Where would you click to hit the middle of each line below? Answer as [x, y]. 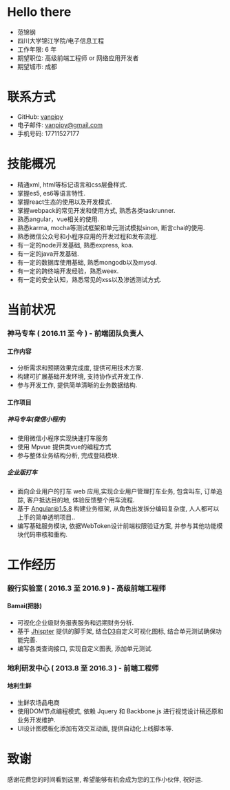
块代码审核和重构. [42, 534]
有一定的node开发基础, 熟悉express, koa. [75, 245]
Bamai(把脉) [25, 606]
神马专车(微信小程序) [37, 420]
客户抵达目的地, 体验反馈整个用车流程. [81, 500]
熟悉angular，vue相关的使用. [58, 219]
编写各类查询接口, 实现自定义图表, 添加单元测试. [85, 648]
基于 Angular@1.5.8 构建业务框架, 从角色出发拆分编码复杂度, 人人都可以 [118, 508]
